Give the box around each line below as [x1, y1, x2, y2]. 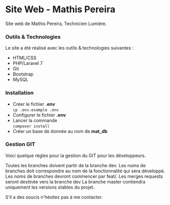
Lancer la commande [12, 117, 58, 123]
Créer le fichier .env [12, 101, 55, 107]
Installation [5, 89, 34, 97]
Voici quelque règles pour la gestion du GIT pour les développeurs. [5, 152, 147, 158]
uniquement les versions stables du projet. [5, 184, 95, 190]
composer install [12, 124, 50, 129]
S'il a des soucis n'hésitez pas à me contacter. [5, 194, 103, 200]
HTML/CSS [12, 55, 37, 61]
